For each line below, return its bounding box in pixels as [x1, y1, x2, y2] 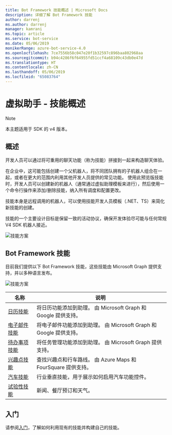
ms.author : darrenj [5, 22, 47, 27]
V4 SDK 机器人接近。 [5, 222, 50, 228]
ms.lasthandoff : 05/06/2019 [5, 70, 66, 75]
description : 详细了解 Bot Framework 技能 [5, 12, 93, 17]
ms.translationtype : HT [5, 60, 56, 65]
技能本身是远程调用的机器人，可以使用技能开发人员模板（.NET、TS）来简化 [5, 198, 165, 204]
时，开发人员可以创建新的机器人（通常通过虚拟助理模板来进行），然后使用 [5, 181, 160, 187]
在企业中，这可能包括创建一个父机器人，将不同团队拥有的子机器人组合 [5, 168, 154, 174]
